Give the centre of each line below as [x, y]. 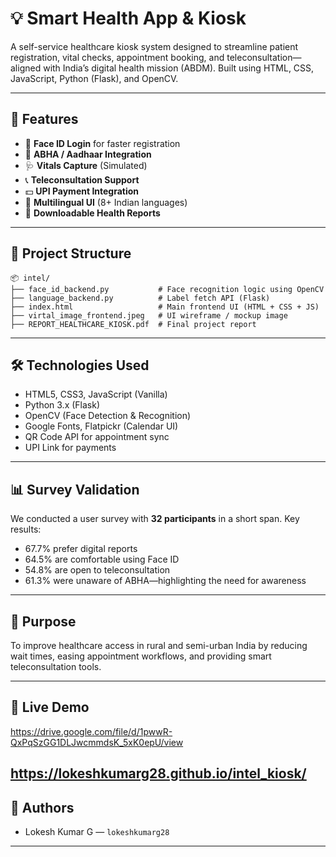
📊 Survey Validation [75, 489]
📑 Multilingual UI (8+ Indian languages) [106, 202]
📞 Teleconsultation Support [82, 179]
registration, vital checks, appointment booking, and [117, 57]
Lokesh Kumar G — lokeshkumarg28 [97, 832]
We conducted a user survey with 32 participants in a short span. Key [155, 519]
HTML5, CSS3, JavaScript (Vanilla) [96, 394]
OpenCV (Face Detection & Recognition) [108, 416]
